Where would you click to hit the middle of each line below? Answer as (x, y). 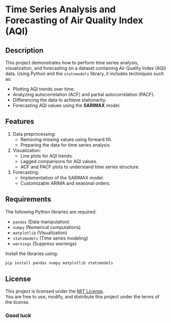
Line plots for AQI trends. (47, 156)
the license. (17, 302)
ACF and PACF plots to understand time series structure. (80, 167)
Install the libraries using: (32, 254)
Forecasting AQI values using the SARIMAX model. (67, 105)
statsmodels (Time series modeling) (50, 238)
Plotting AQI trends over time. (44, 89)
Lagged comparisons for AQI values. (59, 161)
